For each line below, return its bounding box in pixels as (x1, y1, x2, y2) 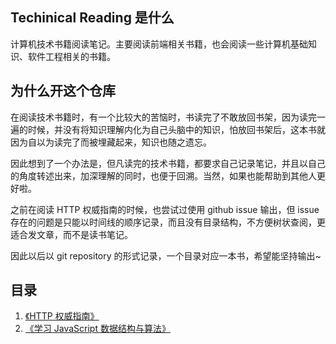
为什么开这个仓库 (10, 83, 116, 100)
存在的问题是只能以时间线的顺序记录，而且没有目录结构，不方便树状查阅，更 (10, 216, 326, 228)
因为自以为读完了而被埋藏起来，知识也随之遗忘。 (10, 136, 212, 148)
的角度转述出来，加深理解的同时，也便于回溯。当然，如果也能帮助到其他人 (10, 169, 317, 182)
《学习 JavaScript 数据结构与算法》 (24, 323, 171, 335)
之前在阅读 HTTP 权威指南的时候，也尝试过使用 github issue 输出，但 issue (10, 203, 320, 215)
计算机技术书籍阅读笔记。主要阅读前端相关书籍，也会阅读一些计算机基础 (10, 38, 308, 50)
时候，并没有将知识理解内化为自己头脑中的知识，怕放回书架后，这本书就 (27, 123, 326, 135)
